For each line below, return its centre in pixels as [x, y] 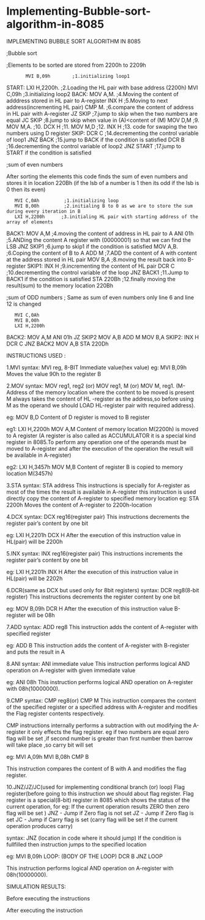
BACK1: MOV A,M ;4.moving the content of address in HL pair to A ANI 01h [100, 233]
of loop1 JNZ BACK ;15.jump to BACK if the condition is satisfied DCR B [95, 140]
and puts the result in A [36, 652]
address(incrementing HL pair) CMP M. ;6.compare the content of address [100, 107]
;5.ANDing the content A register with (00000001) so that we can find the [99, 239]
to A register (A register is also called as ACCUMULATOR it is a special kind [101, 435]
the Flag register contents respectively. [56, 713]
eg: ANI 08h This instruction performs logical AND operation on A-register [100, 682]
